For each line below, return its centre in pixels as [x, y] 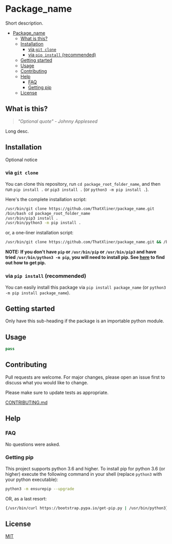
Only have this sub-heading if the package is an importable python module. [85, 321]
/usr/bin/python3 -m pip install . [43, 223]
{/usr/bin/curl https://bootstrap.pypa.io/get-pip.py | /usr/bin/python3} [87, 508]
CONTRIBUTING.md [26, 402]
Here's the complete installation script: [46, 199]
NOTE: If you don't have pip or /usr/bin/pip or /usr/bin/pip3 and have [81, 252]
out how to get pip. [26, 263]
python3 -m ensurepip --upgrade [40, 489]
